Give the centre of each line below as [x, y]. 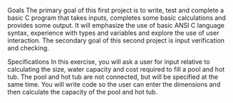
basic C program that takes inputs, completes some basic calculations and [117, 18]
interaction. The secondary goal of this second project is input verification [116, 40]
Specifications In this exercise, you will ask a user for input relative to [109, 62]
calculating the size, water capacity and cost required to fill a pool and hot [116, 69]
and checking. [29, 48]
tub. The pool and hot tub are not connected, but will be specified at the [113, 77]
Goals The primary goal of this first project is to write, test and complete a [116, 10]
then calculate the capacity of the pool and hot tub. [83, 92]
